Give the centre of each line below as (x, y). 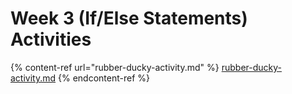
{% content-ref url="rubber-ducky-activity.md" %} (115, 67)
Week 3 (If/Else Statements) (129, 18)
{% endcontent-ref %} (104, 78)
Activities (51, 39)
